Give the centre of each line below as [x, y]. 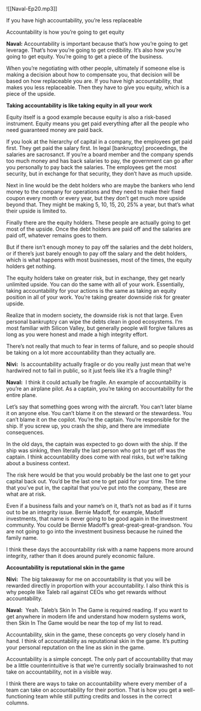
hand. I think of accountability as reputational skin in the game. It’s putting [97, 641]
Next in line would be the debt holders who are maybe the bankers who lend [100, 185]
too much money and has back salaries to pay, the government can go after [100, 161]
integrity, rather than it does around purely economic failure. [80, 556]
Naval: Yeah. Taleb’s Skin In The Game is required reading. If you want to [97, 610]
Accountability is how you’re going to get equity [65, 32]
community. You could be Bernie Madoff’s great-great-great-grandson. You [100, 525]
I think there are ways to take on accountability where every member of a [97, 684]
